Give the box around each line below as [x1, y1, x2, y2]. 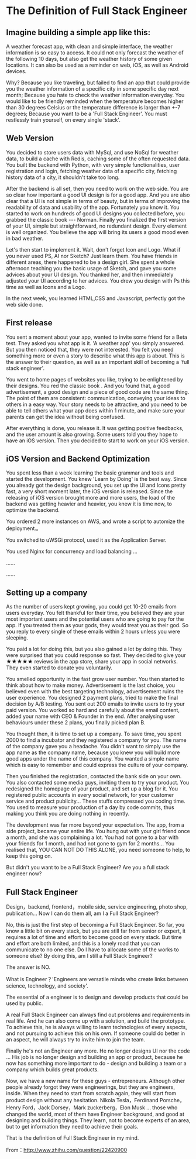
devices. [6, 68, 27, 74]
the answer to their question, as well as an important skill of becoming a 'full [6, 358, 190, 365]
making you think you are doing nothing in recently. [6, 810, 130, 817]
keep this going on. [6, 852, 53, 859]
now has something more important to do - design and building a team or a [6, 1060, 187, 1067]
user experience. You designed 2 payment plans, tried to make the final [6, 694, 178, 701]
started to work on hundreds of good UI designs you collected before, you [6, 209, 185, 217]
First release [6, 318, 53, 328]
